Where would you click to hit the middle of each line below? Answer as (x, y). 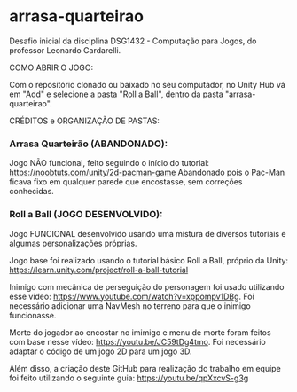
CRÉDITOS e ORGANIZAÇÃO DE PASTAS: (84, 121)
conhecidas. (32, 192)
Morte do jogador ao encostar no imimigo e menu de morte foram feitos (141, 332)
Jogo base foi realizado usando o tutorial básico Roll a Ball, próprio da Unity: (149, 260)
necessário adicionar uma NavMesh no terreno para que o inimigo (130, 306)
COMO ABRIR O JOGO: (51, 67)
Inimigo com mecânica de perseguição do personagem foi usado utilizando (147, 286)
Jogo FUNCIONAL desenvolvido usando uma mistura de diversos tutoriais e (148, 233)
